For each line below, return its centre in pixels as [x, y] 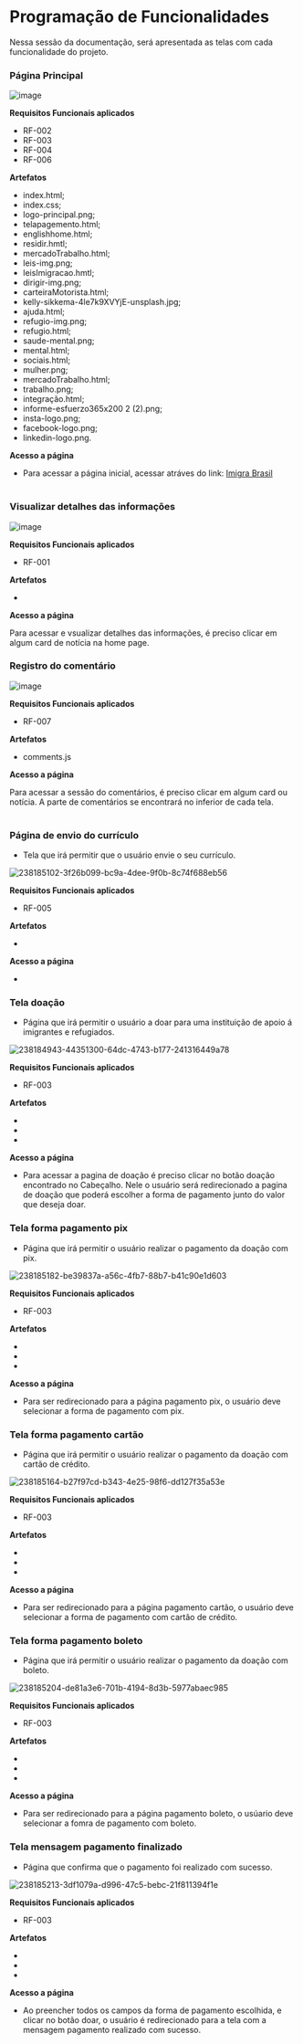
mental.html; [46, 351]
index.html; [44, 195]
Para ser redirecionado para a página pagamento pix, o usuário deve [151, 1401]
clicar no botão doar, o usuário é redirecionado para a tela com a [144, 2019]
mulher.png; [45, 370]
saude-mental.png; [58, 341]
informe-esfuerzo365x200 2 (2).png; [92, 409]
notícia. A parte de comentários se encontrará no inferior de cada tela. [141, 802]
